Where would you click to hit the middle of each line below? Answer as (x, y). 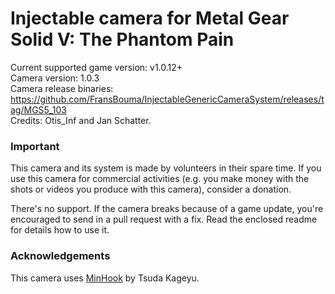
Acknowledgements (60, 256)
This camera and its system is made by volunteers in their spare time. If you (166, 168)
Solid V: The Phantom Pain (122, 39)
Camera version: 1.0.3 (55, 78)
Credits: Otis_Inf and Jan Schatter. (81, 120)
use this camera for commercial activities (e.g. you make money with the (160, 179)
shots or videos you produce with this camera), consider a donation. (151, 189)
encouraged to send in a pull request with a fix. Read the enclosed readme (164, 219)
